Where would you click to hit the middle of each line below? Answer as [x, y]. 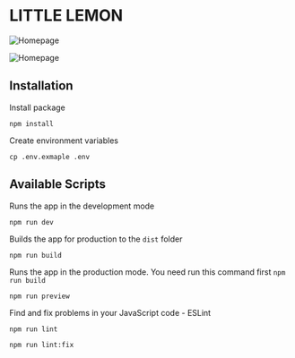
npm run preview [39, 296]
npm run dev [31, 222]
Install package [37, 107]
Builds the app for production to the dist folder [96, 239]
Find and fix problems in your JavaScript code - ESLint [110, 312]
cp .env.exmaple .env [50, 157]
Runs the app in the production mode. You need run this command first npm [147, 272]
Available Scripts [57, 184]
